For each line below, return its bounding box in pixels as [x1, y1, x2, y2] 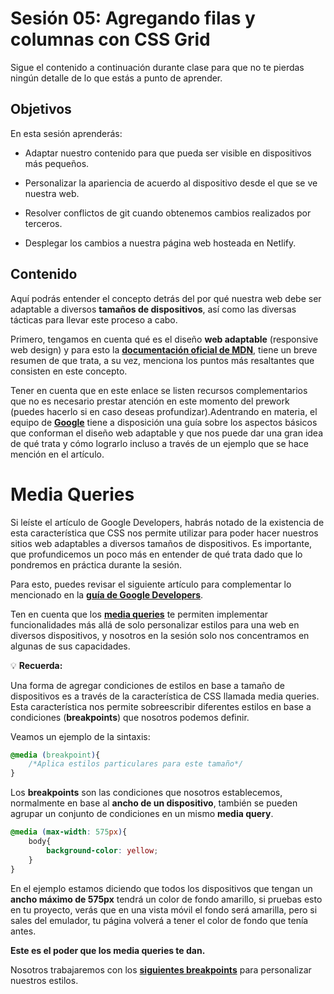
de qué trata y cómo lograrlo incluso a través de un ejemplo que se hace [10, 437, 309, 449]
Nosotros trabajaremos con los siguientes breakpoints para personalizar [10, 963, 312, 976]
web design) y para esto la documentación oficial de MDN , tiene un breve [10, 343, 318, 356]
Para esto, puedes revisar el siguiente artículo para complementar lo [10, 578, 292, 590]
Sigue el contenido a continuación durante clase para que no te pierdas [10, 61, 305, 73]
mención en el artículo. [10, 448, 105, 460]
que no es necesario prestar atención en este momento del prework [10, 395, 290, 407]
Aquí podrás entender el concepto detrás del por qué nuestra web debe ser [10, 292, 322, 304]
